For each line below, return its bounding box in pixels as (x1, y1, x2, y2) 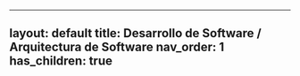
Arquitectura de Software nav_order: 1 (9, 40, 225, 55)
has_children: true (9, 54, 113, 69)
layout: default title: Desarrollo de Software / (9, 26, 262, 41)
